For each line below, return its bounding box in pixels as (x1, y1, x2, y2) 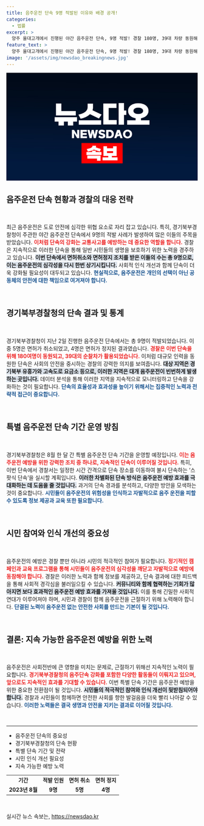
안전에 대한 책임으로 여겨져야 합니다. (22, 277, 107, 284)
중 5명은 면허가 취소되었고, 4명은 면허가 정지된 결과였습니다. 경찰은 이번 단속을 (6, 344, 192, 352)
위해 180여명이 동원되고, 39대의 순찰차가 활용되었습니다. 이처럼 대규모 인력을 (6, 352, 189, 360)
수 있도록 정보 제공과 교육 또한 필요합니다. (6, 497, 104, 504)
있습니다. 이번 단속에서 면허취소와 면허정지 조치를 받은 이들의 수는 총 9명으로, (12, 254, 194, 262)
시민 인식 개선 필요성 (15, 755, 64, 762)
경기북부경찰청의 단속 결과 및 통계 (6, 308, 124, 318)
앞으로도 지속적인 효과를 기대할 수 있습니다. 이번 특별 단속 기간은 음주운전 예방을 (6, 678, 195, 686)
